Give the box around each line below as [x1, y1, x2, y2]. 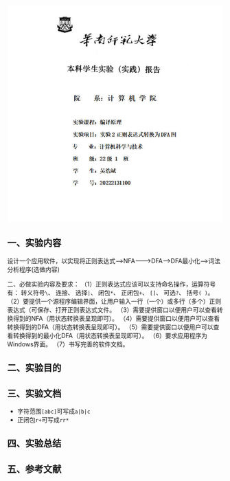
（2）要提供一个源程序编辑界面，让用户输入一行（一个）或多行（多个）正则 [7, 297, 222, 305]
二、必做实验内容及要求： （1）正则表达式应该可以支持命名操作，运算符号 [7, 280, 216, 288]
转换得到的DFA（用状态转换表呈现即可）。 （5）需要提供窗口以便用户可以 [7, 322, 214, 331]
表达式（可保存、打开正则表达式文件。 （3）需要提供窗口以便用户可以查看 [7, 305, 218, 314]
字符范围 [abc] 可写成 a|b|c [16, 407, 91, 416]
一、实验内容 [7, 237, 62, 249]
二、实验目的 [7, 362, 62, 374]
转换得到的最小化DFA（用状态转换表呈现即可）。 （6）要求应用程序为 [12, 331, 208, 339]
